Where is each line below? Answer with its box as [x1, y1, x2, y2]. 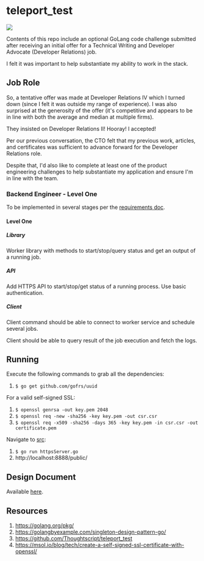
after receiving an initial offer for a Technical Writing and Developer [6, 41, 175, 49]
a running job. [6, 253, 41, 261]
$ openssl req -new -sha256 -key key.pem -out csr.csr [15, 414, 158, 420]
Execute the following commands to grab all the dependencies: [6, 370, 164, 378]
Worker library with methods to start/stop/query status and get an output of [6, 247, 196, 254]
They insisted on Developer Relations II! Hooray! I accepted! [6, 125, 157, 132]
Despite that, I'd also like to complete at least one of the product [6, 161, 167, 169]
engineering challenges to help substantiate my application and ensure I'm [6, 168, 194, 175]
